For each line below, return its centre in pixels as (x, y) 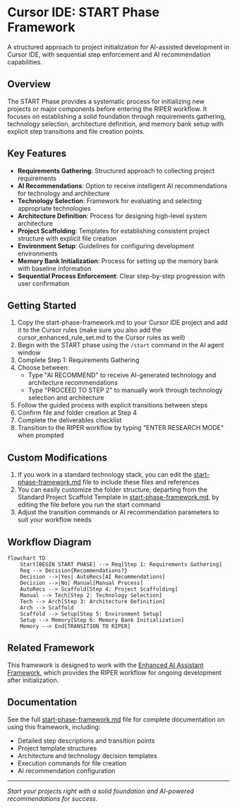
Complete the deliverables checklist (69, 420)
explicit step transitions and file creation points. (76, 131)
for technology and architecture (63, 193)
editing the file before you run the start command (89, 505)
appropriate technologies (54, 208)
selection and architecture (66, 398)
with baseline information (54, 268)
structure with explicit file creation (67, 238)
